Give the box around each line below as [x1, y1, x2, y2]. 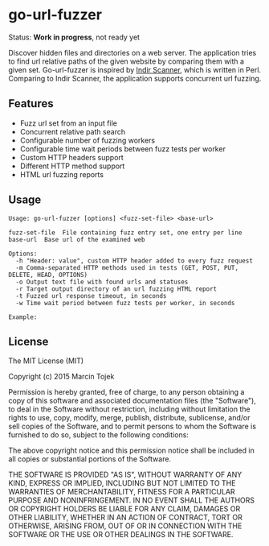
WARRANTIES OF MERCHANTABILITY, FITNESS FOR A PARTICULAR [8, 487, 235, 497]
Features [8, 97, 54, 110]
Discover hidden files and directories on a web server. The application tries [8, 48, 257, 57]
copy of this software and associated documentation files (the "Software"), [8, 396, 257, 406]
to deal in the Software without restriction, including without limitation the [8, 404, 251, 414]
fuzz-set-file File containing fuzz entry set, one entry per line [8, 228, 243, 237]
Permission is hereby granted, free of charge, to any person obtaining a [8, 387, 245, 397]
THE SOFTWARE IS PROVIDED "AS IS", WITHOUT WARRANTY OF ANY [8, 469, 243, 480]
